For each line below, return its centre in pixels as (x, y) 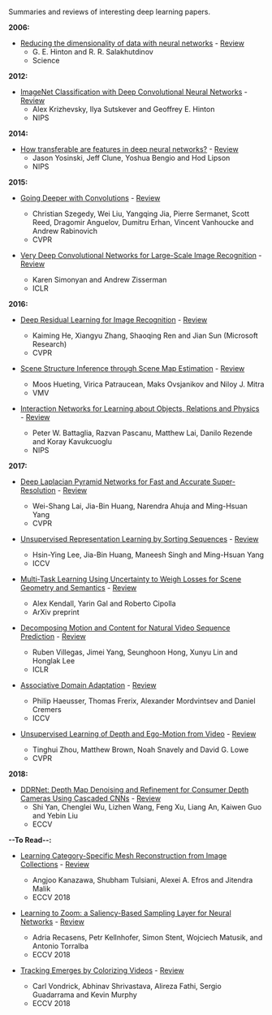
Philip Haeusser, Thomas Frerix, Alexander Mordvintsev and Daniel (144, 701)
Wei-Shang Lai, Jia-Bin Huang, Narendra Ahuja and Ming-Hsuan (140, 506)
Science (46, 60)
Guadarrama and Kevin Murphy (85, 995)
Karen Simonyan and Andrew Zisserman (99, 280)
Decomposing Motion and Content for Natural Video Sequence (125, 628)
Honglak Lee (54, 661)
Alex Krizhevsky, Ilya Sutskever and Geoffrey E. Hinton (123, 109)
